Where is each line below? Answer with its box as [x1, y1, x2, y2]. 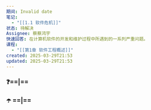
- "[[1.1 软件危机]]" [11, 20, 61, 25]
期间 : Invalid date [6, 8, 53, 15]
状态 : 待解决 [6, 25, 34, 31]
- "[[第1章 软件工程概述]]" [11, 47, 74, 53]
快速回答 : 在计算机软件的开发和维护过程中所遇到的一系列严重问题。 [6, 36, 148, 42]
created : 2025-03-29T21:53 [6, 53, 73, 59]
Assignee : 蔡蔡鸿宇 [6, 31, 51, 37]
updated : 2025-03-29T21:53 [6, 58, 73, 64]
